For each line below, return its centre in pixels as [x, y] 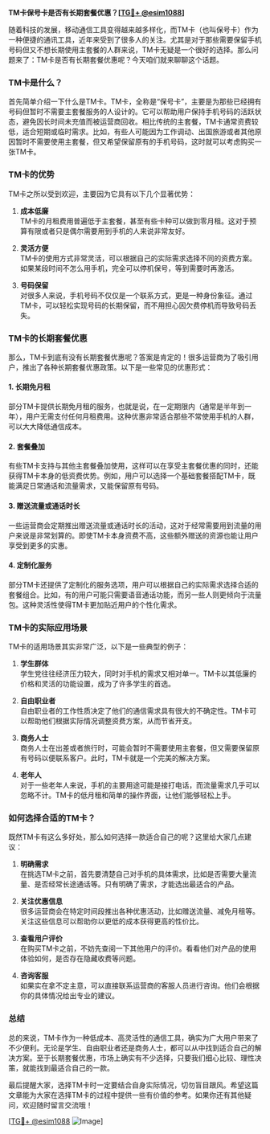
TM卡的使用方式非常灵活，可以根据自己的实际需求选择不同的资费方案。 [138, 258]
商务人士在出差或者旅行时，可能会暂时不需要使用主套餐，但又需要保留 [136, 748]
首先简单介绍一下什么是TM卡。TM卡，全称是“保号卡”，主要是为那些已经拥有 [135, 102]
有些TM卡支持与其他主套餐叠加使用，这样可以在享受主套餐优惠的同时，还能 [133, 466]
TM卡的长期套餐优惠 [48, 338]
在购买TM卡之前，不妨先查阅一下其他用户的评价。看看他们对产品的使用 [138, 948]
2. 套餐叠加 [27, 446]
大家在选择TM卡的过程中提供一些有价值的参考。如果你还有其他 [140, 1095]
